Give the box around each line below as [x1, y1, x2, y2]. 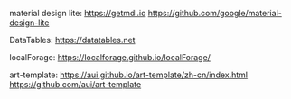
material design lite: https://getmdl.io [9, 8, 146, 18]
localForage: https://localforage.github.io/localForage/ [9, 52, 211, 62]
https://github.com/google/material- [147, 8, 282, 18]
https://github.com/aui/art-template [9, 79, 142, 89]
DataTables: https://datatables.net [9, 35, 136, 45]
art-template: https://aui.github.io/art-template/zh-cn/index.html [9, 69, 249, 80]
